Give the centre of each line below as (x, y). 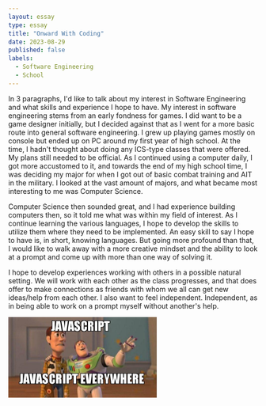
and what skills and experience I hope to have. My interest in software (122, 107)
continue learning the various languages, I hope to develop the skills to (123, 223)
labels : (21, 59)
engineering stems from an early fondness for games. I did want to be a (125, 116)
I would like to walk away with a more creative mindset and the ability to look (133, 249)
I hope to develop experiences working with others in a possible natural (125, 272)
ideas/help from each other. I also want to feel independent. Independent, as (133, 298)
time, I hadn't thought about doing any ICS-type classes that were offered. (129, 149)
